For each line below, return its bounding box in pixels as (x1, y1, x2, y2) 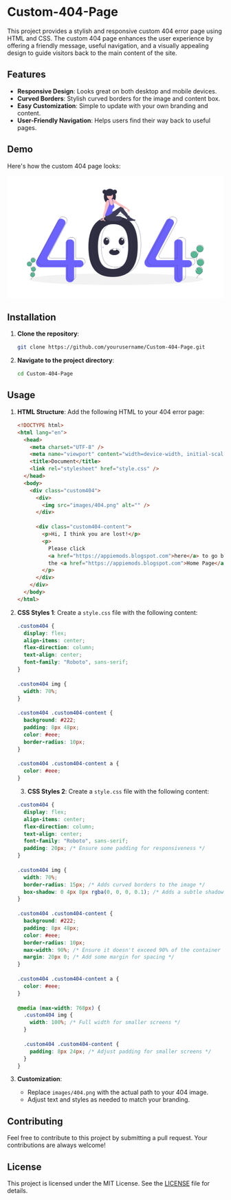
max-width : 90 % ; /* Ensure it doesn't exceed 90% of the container (23, 946, 221, 953)
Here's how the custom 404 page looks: (7, 162, 121, 170)
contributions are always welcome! (7, 1141, 107, 1149)
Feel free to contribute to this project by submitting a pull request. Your (7, 1134, 208, 1142)
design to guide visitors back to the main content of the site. (7, 49, 177, 57)
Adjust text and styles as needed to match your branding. (27, 1095, 190, 1104)
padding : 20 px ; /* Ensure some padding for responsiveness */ (23, 845, 206, 852)
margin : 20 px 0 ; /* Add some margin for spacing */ (23, 954, 175, 961)
